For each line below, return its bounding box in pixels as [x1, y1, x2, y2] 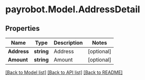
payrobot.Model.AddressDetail [5, 4, 140, 15]
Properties [5, 24, 40, 33]
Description [53, 39, 83, 46]
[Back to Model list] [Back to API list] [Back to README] [5, 69, 123, 75]
